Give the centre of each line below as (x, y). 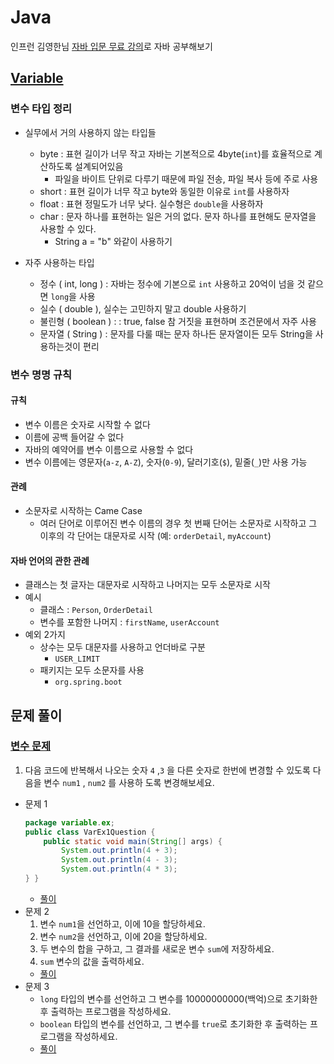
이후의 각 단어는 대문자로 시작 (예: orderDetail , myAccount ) (155, 535)
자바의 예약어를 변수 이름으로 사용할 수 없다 (109, 449)
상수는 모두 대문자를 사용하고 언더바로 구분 (123, 647)
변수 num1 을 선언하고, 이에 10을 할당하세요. (122, 923)
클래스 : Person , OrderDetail (96, 610)
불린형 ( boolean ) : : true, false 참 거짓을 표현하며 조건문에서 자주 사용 (178, 321)
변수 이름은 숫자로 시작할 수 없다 (87, 424)
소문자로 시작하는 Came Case (83, 510)
